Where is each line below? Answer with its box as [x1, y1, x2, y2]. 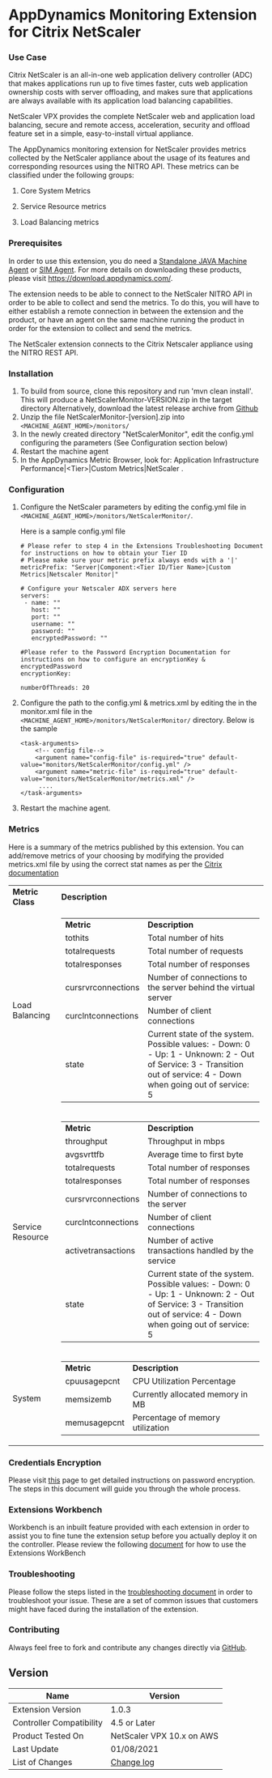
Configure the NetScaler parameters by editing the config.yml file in [19, 502, 247, 512]
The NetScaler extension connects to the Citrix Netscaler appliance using [8, 338, 253, 349]
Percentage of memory [132, 1411, 221, 1423]
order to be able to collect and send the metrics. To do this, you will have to [8, 297, 260, 307]
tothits [65, 932, 89, 943]
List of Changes [12, 1756, 73, 1767]
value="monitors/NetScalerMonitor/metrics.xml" [19, 775, 184, 783]
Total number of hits [147, 932, 224, 943]
